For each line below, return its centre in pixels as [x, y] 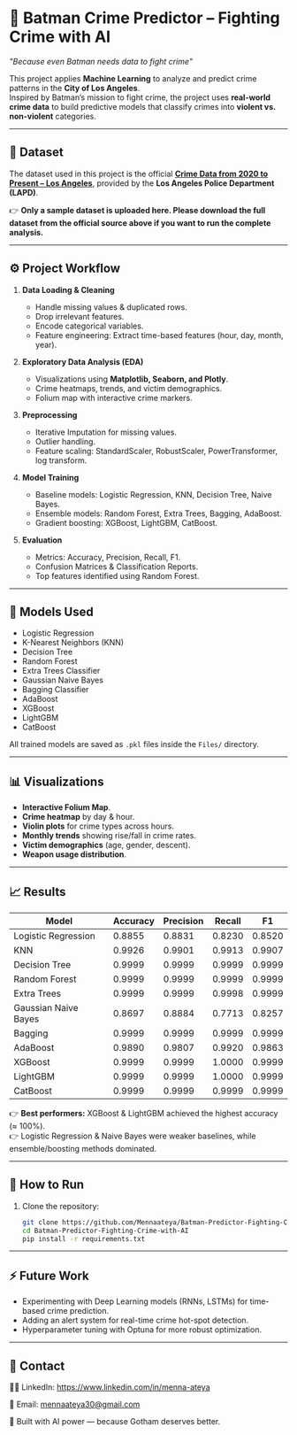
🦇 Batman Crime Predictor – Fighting [145, 18]
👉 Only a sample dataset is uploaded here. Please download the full [137, 210]
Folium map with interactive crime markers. [114, 397]
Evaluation [42, 540]
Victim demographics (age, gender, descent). [106, 845]
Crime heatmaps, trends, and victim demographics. [129, 388]
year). [46, 344]
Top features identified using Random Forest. [117, 575]
